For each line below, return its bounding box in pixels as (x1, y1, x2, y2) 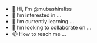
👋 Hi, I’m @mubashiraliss (11, 6, 72, 12)
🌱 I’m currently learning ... (11, 18, 75, 24)
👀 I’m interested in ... (11, 12, 62, 19)
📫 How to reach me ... (11, 31, 66, 37)
